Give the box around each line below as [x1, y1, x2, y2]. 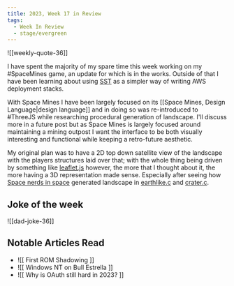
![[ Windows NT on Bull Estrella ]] [17, 263, 113, 271]
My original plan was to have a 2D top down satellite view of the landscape [7, 149, 223, 157]
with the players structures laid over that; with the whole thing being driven [7, 156, 223, 165]
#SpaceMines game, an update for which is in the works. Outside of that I [7, 70, 219, 78]
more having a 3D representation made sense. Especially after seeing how [7, 171, 221, 179]
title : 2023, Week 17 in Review [7, 10, 101, 17]
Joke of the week [7, 198, 84, 210]
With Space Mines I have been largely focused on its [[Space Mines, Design [7, 98, 226, 107]
